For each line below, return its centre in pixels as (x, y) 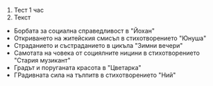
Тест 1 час (28, 10)
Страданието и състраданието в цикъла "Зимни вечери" (98, 45)
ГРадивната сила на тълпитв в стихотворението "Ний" (95, 75)
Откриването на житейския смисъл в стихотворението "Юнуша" (110, 38)
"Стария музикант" (42, 60)
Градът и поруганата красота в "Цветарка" (77, 68)
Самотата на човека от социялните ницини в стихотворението (106, 53)
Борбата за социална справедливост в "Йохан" (84, 31)
